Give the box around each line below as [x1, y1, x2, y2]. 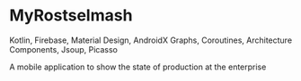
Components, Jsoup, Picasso [9, 44, 119, 54]
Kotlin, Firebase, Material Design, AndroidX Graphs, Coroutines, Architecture [9, 35, 293, 45]
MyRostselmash [9, 5, 133, 26]
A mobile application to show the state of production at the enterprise [9, 61, 267, 72]
